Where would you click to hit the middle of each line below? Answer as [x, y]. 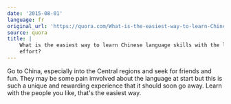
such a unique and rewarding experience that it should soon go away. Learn [114, 86]
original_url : [27, 26]
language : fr [26, 20]
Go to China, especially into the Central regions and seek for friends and [109, 71]
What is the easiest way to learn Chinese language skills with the [120, 45]
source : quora [27, 32]
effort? [30, 52]
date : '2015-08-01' [35, 13]
